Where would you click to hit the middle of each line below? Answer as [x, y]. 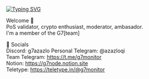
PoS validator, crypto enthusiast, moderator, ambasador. [75, 27]
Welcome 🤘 [20, 20]
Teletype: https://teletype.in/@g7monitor [56, 70]
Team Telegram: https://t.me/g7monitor [54, 57]
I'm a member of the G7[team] [43, 33]
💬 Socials [17, 45]
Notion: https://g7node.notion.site [47, 63]
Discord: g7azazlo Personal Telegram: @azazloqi [66, 51]
